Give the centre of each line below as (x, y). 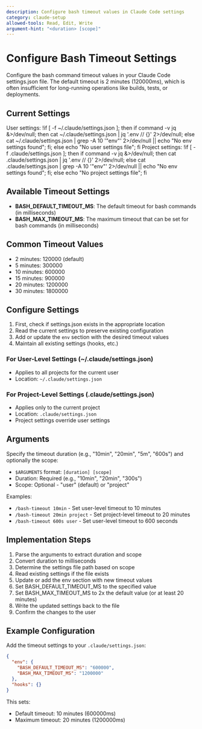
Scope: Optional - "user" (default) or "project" (72, 484)
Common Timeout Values (55, 245)
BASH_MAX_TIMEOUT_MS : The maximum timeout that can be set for (102, 219)
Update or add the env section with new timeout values (84, 580)
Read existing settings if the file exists (62, 573)
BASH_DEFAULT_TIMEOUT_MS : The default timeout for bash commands (106, 206)
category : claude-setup (36, 17)
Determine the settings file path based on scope (75, 567)
